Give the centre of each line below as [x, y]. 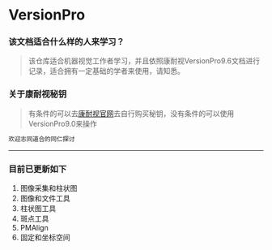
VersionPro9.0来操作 [62, 123]
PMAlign [34, 227]
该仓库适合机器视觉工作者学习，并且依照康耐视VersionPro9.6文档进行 [144, 61]
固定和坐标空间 [45, 237]
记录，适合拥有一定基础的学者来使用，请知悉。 [106, 71]
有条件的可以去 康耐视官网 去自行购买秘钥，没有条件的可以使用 [131, 113]
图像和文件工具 [45, 198]
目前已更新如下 [38, 169]
